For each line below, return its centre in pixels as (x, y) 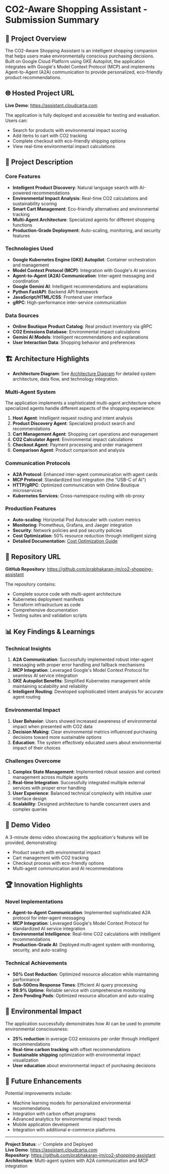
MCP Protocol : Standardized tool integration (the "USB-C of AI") (79, 479)
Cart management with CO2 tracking (51, 858)
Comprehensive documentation (45, 610)
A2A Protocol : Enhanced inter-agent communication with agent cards (85, 474)
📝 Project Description (39, 162)
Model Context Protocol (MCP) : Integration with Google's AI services (84, 270)
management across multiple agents (50, 777)
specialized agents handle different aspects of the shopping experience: (80, 408)
